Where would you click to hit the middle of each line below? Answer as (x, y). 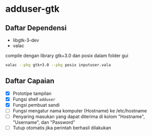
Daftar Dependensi (36, 28)
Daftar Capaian (30, 81)
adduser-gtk (32, 9)
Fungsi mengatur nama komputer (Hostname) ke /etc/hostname (80, 110)
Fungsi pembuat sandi (36, 105)
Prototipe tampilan (32, 93)
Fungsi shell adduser (34, 99)
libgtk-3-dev (26, 40)
